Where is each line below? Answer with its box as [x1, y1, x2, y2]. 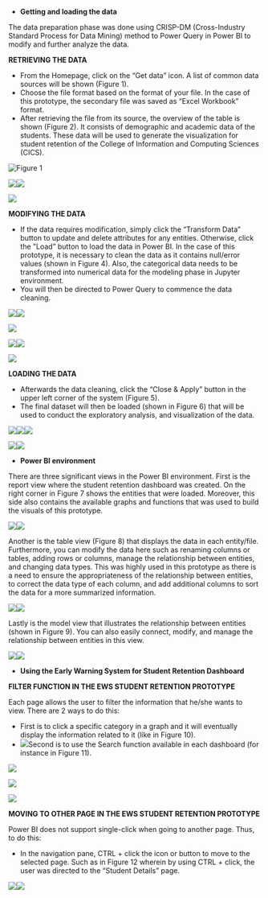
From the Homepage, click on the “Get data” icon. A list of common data [19, 71, 259, 80]
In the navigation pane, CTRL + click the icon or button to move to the [19, 849, 250, 858]
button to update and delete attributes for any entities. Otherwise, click [19, 233, 254, 242]
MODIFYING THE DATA [8, 209, 86, 218]
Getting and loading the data [19, 7, 118, 16]
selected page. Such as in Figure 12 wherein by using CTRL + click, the [19, 857, 255, 867]
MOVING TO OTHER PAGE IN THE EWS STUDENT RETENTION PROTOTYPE [8, 809, 261, 818]
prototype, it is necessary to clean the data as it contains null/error [19, 250, 241, 260]
